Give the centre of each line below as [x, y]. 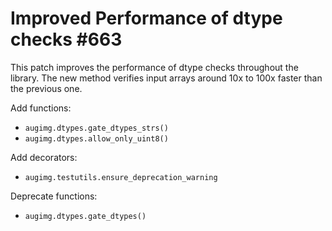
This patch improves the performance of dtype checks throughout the [154, 67]
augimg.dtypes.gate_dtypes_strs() [96, 128]
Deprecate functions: [54, 196]
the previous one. [46, 88]
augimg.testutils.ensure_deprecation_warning [121, 177]
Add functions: [41, 108]
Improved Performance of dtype [146, 18]
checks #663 [66, 39]
